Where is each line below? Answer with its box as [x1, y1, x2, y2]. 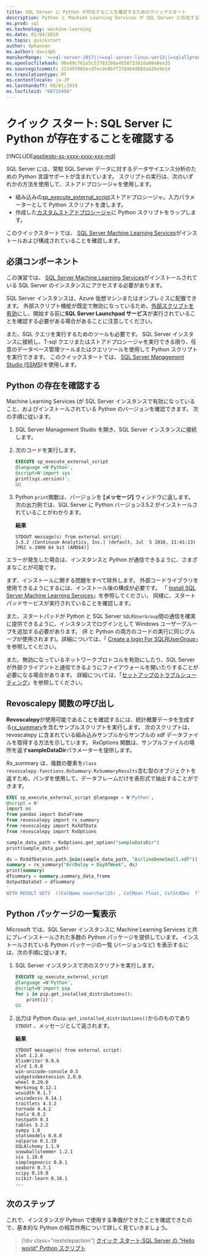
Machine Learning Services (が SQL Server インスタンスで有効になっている [6, 398, 195, 405]
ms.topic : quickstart [6, 37, 62, 43]
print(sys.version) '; [15, 476, 70, 482]
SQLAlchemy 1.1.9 [15, 1143, 60, 1149]
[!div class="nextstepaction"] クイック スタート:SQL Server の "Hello [21, 1237, 195, 1244]
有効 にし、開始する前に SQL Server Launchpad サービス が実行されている [6, 310, 190, 317]
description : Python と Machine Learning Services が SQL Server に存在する [6, 15, 200, 21]
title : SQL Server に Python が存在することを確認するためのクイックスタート [6, 9, 187, 15]
